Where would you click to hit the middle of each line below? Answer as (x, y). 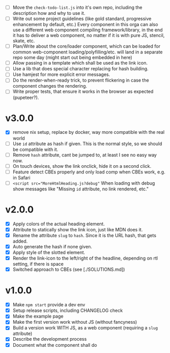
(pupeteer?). (26, 97)
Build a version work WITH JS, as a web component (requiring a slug (85, 328)
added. (20, 241)
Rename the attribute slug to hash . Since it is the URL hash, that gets (84, 235)
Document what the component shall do (55, 345)
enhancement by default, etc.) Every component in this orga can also (85, 25)
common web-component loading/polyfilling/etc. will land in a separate (88, 52)
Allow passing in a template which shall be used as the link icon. (80, 63)
